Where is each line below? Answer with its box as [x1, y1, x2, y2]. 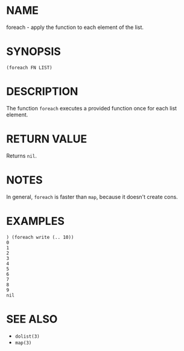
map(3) [14, 340, 32, 346]
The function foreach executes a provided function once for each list [6, 104, 177, 112]
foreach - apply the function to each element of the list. [6, 24, 144, 31]
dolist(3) [14, 333, 40, 340]
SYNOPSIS [6, 45, 62, 58]
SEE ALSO [6, 312, 58, 326]
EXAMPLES [6, 214, 65, 228]
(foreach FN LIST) [6, 65, 52, 71]
